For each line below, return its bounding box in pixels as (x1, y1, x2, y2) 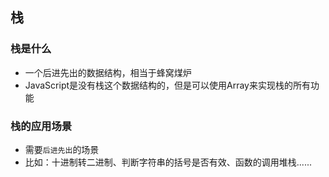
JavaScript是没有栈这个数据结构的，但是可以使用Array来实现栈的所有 (24, 79, 311, 91)
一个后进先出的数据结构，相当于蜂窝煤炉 (24, 66, 192, 78)
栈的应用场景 (10, 119, 73, 133)
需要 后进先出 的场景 (24, 143, 100, 155)
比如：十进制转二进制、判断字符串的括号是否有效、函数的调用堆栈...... (24, 156, 312, 168)
